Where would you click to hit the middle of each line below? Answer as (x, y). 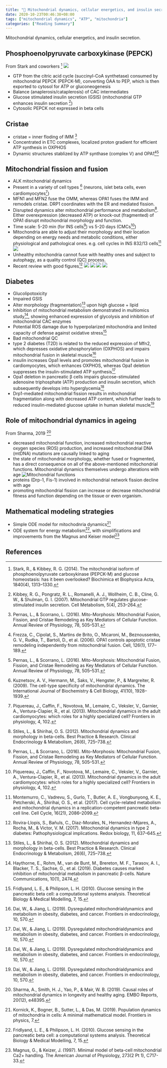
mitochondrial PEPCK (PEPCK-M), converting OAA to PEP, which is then (86, 81)
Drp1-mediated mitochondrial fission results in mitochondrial (74, 394)
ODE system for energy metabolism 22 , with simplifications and (77, 530)
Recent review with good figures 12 (48, 266)
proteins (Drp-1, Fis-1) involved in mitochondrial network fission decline (85, 480)
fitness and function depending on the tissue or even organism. (78, 496)
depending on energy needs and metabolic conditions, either (75, 237)
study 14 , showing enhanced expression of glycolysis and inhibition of (83, 316)
